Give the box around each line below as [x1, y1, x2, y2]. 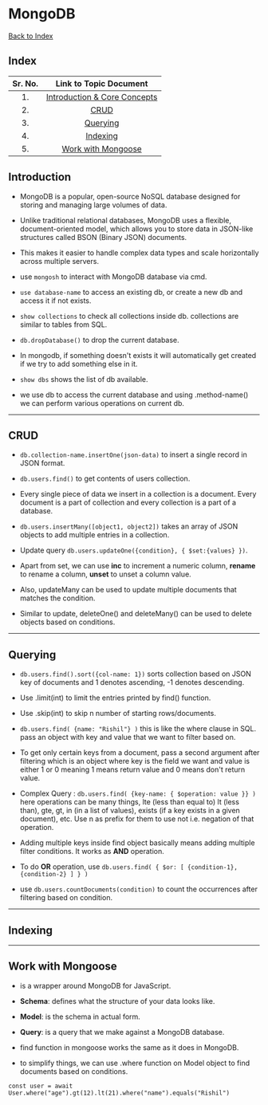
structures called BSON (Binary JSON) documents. [19, 232, 187, 242]
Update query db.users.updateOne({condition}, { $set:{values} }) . [19, 545, 249, 555]
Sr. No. [12, 77, 38, 88]
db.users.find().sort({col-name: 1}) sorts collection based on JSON [19, 669, 251, 678]
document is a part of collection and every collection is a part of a [19, 497, 237, 507]
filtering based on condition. [19, 893, 113, 902]
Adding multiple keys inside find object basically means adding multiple [19, 838, 255, 847]
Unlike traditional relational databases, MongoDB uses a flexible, [19, 215, 232, 225]
